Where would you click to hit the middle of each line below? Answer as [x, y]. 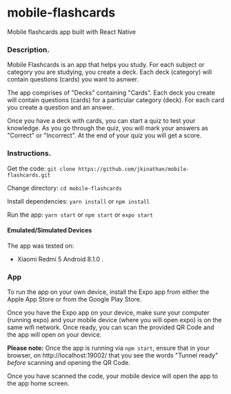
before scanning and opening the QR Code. [69, 363]
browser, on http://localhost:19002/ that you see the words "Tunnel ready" [113, 355]
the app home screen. [38, 384]
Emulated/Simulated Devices [50, 230]
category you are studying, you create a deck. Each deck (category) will [110, 72]
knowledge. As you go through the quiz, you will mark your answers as [108, 128]
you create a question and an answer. [60, 108]
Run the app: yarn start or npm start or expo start [80, 215]
